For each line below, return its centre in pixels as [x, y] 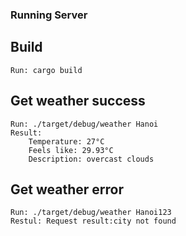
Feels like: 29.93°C [71, 150]
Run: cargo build [46, 70]
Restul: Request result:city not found [93, 221]
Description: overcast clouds [91, 159]
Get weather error [67, 189]
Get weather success [78, 101]
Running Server [49, 15]
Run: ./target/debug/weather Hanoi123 [91, 213]
